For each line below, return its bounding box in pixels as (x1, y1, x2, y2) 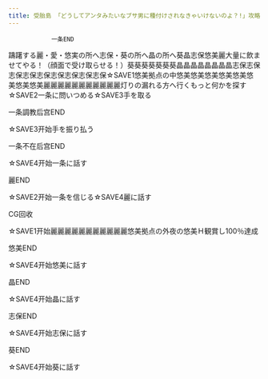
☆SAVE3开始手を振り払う (8, 124, 94, 134)
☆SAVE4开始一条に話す (8, 158, 88, 168)
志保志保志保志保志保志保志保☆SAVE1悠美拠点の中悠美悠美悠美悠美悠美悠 (8, 70, 254, 80)
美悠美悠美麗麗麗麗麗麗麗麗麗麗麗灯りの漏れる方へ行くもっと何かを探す (8, 80, 246, 90)
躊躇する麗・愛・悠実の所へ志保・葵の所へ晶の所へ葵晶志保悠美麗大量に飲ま (8, 50, 261, 60)
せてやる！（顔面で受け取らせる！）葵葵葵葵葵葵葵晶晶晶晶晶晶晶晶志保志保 (8, 60, 261, 70)
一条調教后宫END (8, 107, 66, 117)
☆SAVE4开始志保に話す (8, 328, 88, 337)
